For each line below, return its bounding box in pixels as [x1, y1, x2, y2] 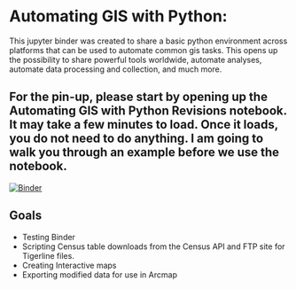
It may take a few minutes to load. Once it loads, [9, 117, 279, 132]
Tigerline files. [21, 250, 75, 261]
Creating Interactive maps [21, 260, 117, 270]
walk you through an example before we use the [9, 144, 280, 160]
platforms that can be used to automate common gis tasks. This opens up [9, 44, 278, 55]
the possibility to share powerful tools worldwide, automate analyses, [9, 54, 262, 65]
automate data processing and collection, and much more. [9, 64, 222, 74]
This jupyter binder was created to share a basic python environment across [9, 35, 288, 46]
